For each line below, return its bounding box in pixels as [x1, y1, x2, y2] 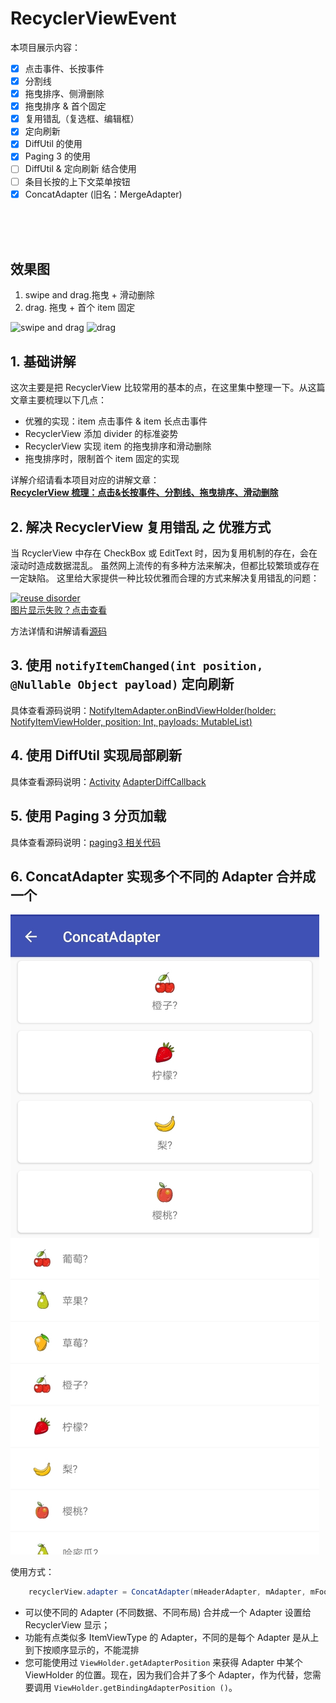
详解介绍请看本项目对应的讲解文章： [10, 474, 160, 486]
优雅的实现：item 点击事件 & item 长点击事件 [24, 415, 208, 427]
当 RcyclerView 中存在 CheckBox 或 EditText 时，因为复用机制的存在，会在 [10, 547, 318, 559]
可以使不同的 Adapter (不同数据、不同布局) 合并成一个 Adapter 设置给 [24, 1607, 312, 1619]
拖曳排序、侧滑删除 [24, 88, 105, 100]
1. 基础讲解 [10, 353, 77, 370]
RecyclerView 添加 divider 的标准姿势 [24, 428, 179, 440]
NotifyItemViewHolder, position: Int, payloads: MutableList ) [10, 715, 253, 727]
